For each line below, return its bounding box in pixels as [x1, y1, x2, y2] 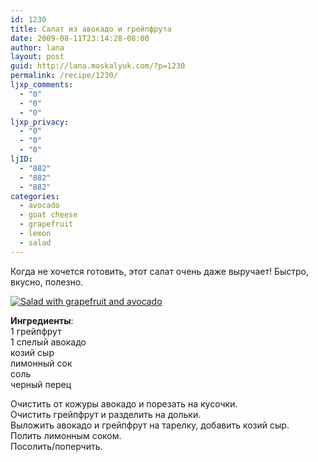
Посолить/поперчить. [10, 440, 103, 452]
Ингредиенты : [10, 314, 74, 326]
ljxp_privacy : [10, 117, 70, 127]
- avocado [19, 201, 60, 211]
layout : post [10, 52, 65, 62]
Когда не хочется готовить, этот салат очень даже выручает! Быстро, [10, 265, 310, 277]
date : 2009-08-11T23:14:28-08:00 [10, 33, 150, 43]
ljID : [10, 154, 33, 164]
